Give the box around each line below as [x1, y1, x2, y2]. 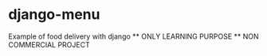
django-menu [8, 6, 100, 24]
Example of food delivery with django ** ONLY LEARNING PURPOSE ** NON [8, 32, 259, 41]
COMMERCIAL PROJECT [8, 39, 90, 49]
